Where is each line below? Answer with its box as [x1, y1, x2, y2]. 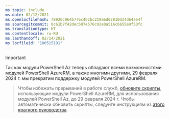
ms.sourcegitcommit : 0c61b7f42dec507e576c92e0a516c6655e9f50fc [5, 21, 143, 27]
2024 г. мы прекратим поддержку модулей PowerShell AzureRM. [5, 75, 147, 81]
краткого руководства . [17, 106, 68, 112]
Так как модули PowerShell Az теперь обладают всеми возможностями [5, 64, 162, 70]
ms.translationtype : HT [5, 26, 56, 32]
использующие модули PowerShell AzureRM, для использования [17, 90, 159, 97]
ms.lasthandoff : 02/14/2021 [5, 36, 65, 41]
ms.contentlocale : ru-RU [5, 31, 58, 36]
